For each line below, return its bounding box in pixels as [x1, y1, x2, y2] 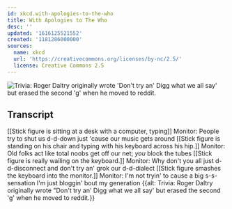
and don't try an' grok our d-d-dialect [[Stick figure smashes [47, 164, 222, 173]
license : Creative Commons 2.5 [13, 62, 105, 69]
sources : [7, 42, 33, 49]
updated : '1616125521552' [7, 29, 82, 37]
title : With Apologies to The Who [7, 17, 108, 24]
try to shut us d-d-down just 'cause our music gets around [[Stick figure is [7, 134, 221, 143]
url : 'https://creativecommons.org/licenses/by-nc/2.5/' [13, 56, 183, 63]
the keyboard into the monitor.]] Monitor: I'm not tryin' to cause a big [7, 171, 204, 180]
